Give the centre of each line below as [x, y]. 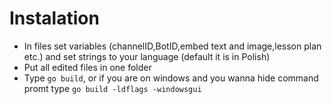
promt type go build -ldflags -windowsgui [112, 88]
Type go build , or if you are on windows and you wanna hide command [171, 78]
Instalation [54, 18]
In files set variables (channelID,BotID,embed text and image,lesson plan [172, 46]
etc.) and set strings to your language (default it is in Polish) [147, 56]
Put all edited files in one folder [87, 67]
